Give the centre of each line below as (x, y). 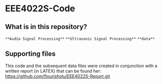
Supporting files (30, 54)
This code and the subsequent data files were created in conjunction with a (81, 66)
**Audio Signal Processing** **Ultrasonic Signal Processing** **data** (80, 39)
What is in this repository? (46, 27)
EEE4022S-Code (40, 9)
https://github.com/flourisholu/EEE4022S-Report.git (58, 76)
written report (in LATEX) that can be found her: (53, 71)
